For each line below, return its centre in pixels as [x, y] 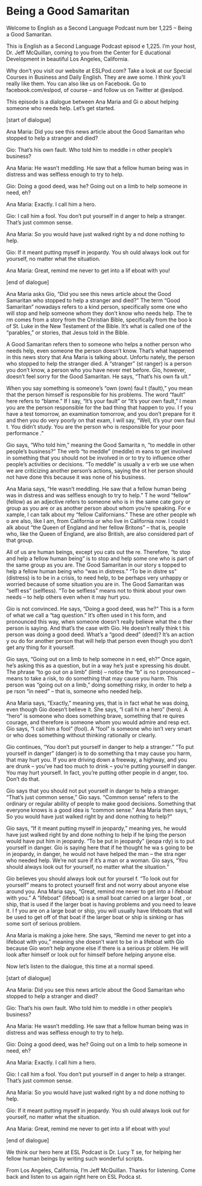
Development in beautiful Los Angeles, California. [68, 59]
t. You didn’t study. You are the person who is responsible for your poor [95, 427]
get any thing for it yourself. [41, 647]
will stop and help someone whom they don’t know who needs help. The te [99, 313]
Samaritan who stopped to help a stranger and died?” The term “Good [93, 300]
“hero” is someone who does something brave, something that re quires [96, 716]
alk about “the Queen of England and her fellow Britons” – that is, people [96, 527]
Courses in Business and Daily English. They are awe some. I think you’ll [96, 77]
